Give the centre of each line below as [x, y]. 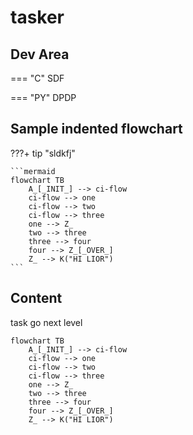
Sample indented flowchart [96, 129]
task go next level [46, 322]
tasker [37, 17]
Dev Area [40, 54]
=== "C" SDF [37, 78]
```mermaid [33, 171]
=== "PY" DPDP [43, 97]
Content [36, 298]
